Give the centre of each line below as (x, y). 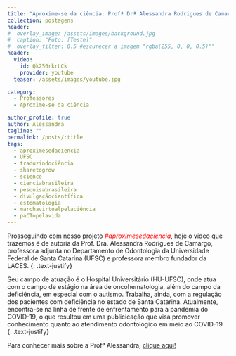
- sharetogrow (34, 170)
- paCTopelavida (37, 216)
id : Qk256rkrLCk (44, 66)
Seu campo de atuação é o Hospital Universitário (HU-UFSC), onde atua (112, 279)
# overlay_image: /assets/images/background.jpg (81, 33)
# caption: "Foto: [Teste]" (50, 40)
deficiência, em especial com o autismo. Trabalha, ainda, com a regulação (115, 294)
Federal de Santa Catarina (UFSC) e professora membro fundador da (107, 258)
